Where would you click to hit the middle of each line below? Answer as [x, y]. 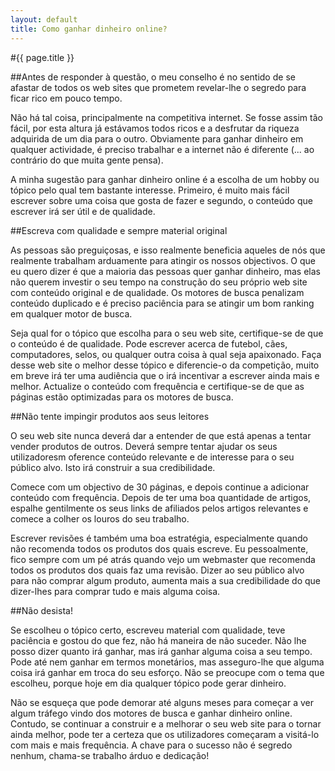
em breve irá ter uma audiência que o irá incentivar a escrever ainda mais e [165, 375]
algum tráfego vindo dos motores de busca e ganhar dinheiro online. [151, 713]
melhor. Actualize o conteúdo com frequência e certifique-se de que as [157, 386]
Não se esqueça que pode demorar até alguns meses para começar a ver [162, 702]
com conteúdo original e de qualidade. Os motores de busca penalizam [157, 292]
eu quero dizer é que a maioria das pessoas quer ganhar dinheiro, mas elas [165, 271]
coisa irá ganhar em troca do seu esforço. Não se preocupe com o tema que [167, 672]
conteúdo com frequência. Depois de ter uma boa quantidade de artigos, [161, 497]
